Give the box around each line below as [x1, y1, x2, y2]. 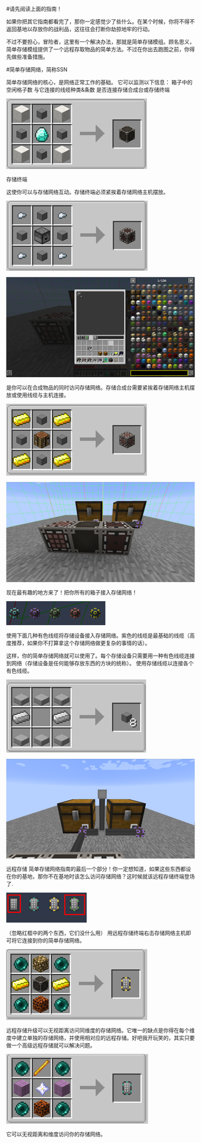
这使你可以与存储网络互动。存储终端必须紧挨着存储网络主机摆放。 [6, 188, 169, 195]
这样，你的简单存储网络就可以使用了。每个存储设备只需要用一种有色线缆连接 [6, 652, 195, 659]
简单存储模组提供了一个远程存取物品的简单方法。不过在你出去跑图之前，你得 [6, 46, 195, 53]
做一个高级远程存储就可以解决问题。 [6, 1042, 96, 1049]
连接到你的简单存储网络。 [22, 937, 85, 944]
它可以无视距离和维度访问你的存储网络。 [6, 1130, 106, 1138]
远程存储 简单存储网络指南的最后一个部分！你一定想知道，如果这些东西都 [6, 865, 186, 873]
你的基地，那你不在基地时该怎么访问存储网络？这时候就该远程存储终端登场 [11, 873, 195, 880]
